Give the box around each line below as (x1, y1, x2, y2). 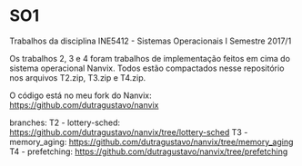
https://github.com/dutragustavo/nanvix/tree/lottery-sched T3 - (9, 126, 248, 137)
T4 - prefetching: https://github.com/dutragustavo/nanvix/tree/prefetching (9, 146, 288, 157)
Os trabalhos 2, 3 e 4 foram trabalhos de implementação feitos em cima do (9, 53, 291, 63)
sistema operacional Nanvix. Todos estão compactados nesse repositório (9, 63, 285, 73)
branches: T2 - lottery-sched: (9, 117, 121, 128)
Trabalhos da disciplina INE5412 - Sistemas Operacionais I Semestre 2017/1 (9, 35, 292, 46)
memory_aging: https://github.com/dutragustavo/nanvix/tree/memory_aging (9, 136, 294, 147)
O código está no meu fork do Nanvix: (9, 90, 152, 101)
